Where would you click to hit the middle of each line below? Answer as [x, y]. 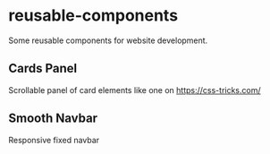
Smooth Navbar [53, 119]
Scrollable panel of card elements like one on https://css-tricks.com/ [135, 90]
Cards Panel [43, 68]
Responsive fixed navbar [54, 140]
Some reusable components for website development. [108, 40]
